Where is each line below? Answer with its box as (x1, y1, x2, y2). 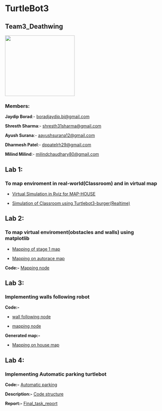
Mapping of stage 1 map (12, 246, 60, 252)
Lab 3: (5, 279, 24, 287)
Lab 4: (5, 356, 25, 364)
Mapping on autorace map (12, 255, 65, 261)
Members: (5, 102, 30, 109)
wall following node (12, 314, 51, 320)
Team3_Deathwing (5, 22, 63, 31)
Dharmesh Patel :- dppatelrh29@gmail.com (5, 142, 91, 148)
